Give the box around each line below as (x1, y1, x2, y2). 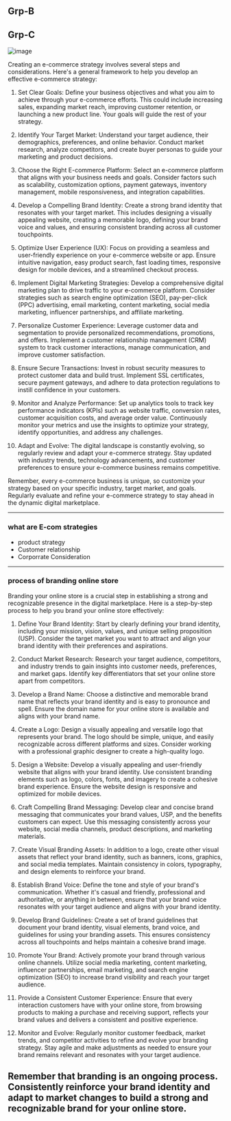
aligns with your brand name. (17, 712, 100, 720)
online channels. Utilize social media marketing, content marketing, (17, 958, 208, 966)
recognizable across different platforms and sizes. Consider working (17, 740, 212, 748)
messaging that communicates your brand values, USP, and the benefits (17, 810, 222, 818)
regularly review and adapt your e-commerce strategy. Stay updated (17, 449, 212, 457)
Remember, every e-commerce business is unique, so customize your (8, 477, 205, 485)
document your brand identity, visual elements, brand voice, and (17, 923, 200, 931)
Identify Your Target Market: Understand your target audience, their (17, 131, 209, 139)
